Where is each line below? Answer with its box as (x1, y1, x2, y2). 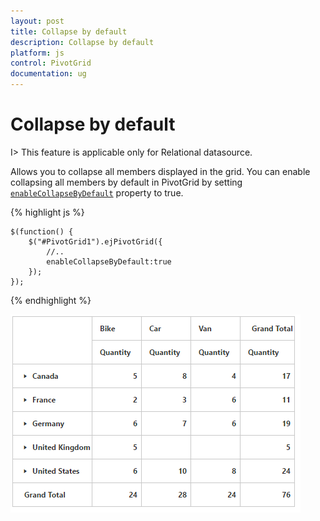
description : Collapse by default (10, 37, 155, 47)
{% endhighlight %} (10, 294, 92, 306)
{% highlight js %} (10, 206, 85, 218)
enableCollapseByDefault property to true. (10, 186, 184, 199)
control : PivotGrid (10, 58, 92, 69)
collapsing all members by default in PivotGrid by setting (10, 176, 243, 188)
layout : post (10, 16, 65, 26)
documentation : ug (10, 69, 87, 79)
